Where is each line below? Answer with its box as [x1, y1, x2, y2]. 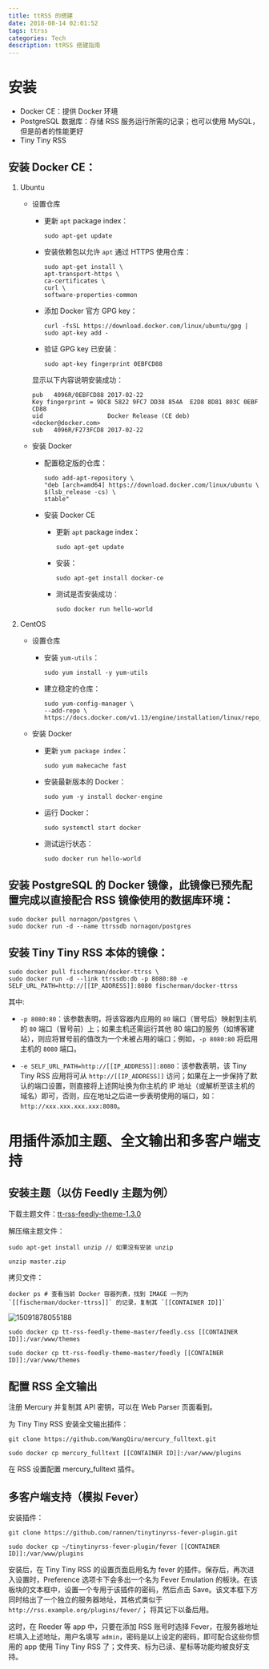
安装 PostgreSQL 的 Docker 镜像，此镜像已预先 [8, 878, 243, 893]
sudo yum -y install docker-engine [43, 792, 163, 800]
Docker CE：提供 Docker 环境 [19, 106, 118, 116]
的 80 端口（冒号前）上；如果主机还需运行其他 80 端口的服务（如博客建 [19, 1024, 255, 1033]
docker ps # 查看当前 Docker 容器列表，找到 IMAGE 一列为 [8, 1290, 189, 1298]
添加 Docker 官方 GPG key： [43, 306, 138, 315]
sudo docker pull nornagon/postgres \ [8, 915, 138, 923]
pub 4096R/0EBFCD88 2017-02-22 [31, 391, 144, 399]
